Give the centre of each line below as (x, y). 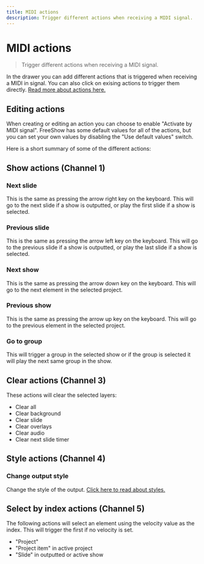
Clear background (38, 413)
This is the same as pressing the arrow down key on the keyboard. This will (101, 283)
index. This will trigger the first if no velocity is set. (70, 530)
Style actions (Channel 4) (56, 459)
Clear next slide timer (42, 439)
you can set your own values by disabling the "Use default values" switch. (100, 137)
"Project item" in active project (54, 548)
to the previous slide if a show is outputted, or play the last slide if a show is (102, 247)
